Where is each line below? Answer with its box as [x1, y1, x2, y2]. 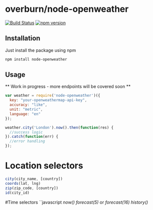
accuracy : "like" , [9, 102, 48, 107]
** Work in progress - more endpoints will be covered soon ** [5, 84, 131, 89]
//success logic [9, 129, 43, 134]
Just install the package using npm [5, 47, 76, 53]
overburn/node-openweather [5, 3, 129, 15]
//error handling [9, 139, 45, 144]
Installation [5, 34, 40, 42]
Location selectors [5, 160, 83, 171]
